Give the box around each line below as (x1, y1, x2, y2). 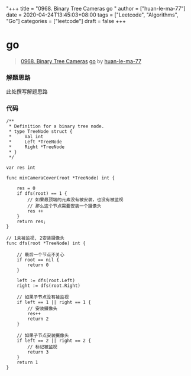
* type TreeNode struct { (8, 128, 73, 135)
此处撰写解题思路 (6, 88, 48, 95)
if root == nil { (17, 257, 60, 263)
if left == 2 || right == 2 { (17, 338, 92, 344)
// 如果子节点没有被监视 (17, 294, 69, 300)
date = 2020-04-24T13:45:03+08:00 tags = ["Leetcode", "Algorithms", (6, 11, 179, 18)
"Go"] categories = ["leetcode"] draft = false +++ (6, 18, 126, 24)
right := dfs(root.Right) (17, 283, 81, 289)
